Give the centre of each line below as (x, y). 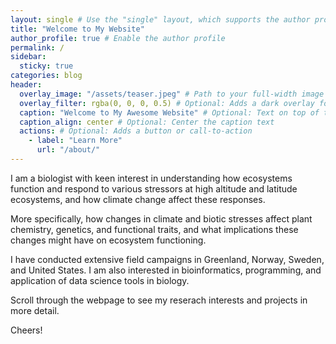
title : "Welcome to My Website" (77, 29)
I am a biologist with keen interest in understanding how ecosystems (151, 178)
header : (26, 85)
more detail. (35, 310)
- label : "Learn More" (75, 141)
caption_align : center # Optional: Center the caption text (147, 122)
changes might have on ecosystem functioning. (108, 240)
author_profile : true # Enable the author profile (118, 38)
